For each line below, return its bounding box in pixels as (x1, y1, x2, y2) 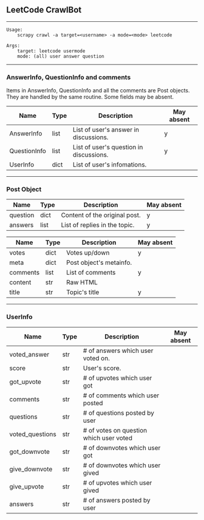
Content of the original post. (61, 211, 141, 219)
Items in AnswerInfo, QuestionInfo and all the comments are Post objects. (6, 87, 190, 94)
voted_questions (9, 429, 56, 438)
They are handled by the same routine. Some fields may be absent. (6, 94, 174, 101)
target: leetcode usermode (17, 48, 86, 54)
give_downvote (9, 465, 53, 473)
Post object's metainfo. (66, 258, 132, 267)
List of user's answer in (72, 126, 140, 134)
